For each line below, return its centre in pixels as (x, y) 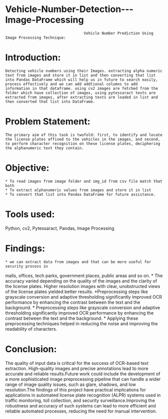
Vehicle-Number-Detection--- (69, 9)
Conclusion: (31, 349)
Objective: (27, 168)
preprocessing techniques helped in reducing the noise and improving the (81, 323)
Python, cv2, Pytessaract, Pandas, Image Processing (60, 228)
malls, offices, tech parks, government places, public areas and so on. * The (84, 275)
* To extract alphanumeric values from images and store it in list (78, 190)
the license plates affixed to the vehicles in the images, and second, (83, 139)
